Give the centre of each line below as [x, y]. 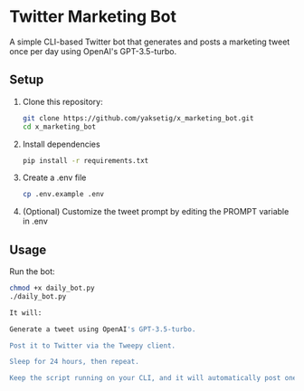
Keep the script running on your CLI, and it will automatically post [145, 378]
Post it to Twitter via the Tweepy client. [93, 346]
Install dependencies [62, 144]
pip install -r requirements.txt [85, 160]
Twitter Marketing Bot [93, 17]
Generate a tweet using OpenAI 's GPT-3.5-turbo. [103, 329]
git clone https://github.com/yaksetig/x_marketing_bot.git [138, 118]
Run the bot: [33, 272]
